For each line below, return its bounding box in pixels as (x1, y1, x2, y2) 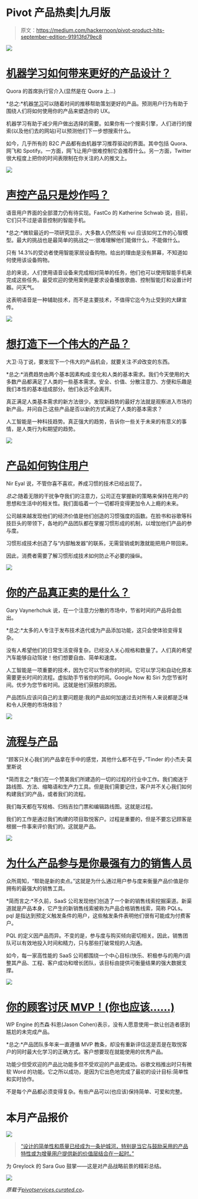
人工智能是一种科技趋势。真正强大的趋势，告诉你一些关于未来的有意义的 (6, 418, 181, 425)
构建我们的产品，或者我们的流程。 (6, 790, 89, 797)
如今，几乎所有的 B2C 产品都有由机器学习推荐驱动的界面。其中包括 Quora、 (6, 140, 191, 147)
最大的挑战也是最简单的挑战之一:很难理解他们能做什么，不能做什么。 (16, 236, 184, 243)
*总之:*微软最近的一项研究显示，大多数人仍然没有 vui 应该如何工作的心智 (6, 229, 183, 236)
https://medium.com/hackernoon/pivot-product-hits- (36, 27, 165, 34)
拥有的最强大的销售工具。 (6, 884, 68, 892)
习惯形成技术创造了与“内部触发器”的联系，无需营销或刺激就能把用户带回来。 (6, 539, 192, 546)
